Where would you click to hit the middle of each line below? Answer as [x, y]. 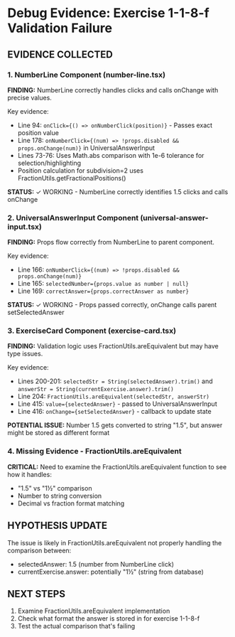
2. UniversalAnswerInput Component [73, 218]
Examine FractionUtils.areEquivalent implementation [94, 611]
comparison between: [39, 550]
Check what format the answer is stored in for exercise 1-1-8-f [109, 619]
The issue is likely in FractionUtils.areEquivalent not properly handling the [115, 542]
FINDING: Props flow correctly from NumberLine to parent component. [111, 242]
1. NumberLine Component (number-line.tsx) [86, 75]
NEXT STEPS [37, 594]
